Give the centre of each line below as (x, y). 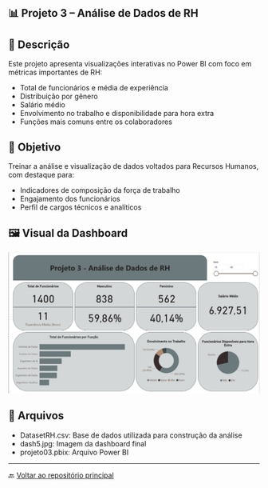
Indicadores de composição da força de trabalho (100, 190)
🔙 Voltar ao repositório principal (61, 475)
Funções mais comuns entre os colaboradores (96, 122)
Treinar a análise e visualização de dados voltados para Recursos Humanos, (134, 166)
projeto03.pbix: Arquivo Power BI (74, 452)
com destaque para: (41, 175)
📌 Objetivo (35, 147)
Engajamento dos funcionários (70, 199)
